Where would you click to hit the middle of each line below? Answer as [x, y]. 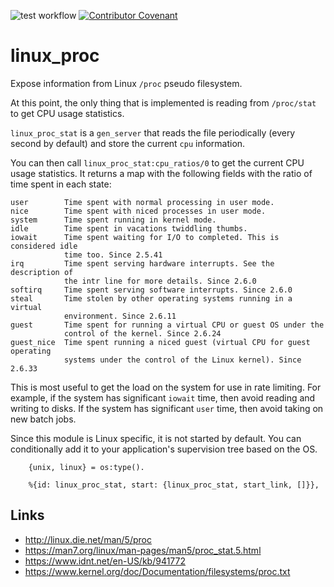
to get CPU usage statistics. [67, 113]
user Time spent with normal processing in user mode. [142, 202]
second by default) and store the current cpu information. [128, 143]
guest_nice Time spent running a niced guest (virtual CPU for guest [160, 342]
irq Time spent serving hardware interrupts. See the [142, 263]
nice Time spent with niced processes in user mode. [138, 211]
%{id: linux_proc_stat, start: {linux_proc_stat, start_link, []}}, [174, 485]
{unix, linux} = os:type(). [86, 467]
